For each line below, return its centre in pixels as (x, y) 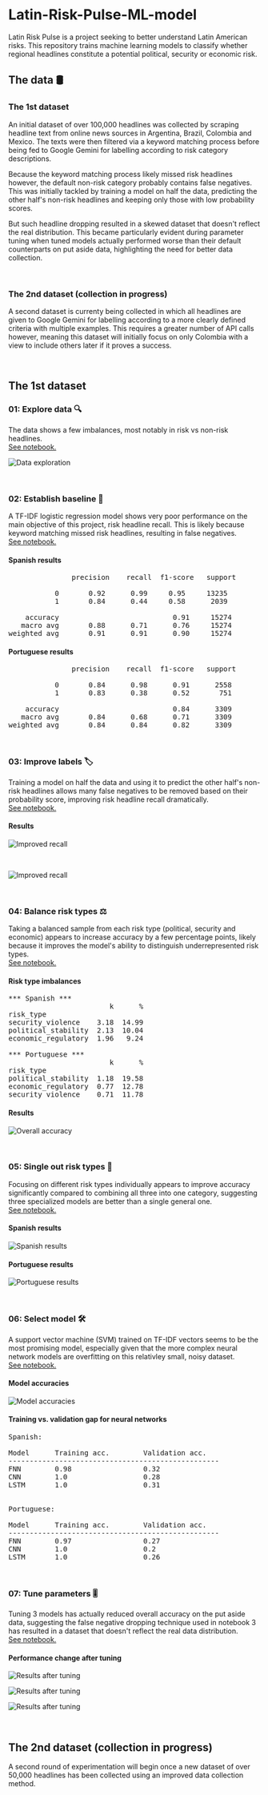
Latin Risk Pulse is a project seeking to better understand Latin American (128, 37)
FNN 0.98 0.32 (84, 1469)
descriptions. (30, 159)
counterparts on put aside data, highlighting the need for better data (121, 249)
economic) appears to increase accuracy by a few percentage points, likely (132, 937)
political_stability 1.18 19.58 (76, 1079)
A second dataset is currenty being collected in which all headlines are (125, 311)
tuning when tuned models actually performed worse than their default (125, 240)
